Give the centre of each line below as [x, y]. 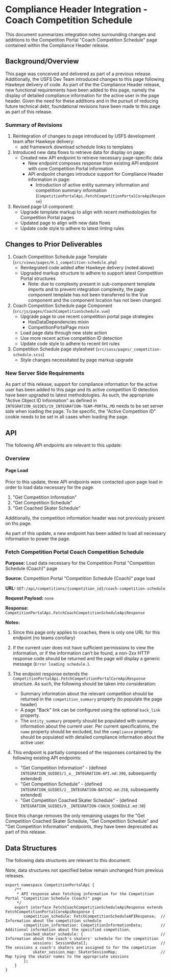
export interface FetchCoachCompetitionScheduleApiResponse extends [89, 908]
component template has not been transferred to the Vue [88, 294]
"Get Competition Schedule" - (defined [61, 784]
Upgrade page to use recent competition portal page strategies [87, 316]
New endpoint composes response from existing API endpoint [93, 163]
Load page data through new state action [64, 333]
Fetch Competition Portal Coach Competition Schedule [75, 552]
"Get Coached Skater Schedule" [46, 508]
